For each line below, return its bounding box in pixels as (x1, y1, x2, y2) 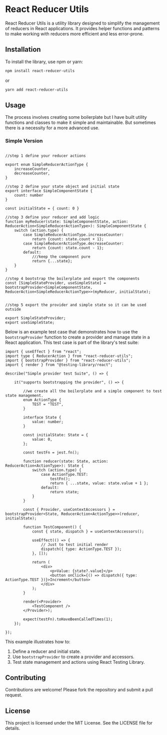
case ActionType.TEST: (40, 472, 88, 477)
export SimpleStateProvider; (5, 315, 66, 320)
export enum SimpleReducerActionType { (5, 162, 88, 167)
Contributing (5, 673, 46, 682)
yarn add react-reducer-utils (5, 87, 68, 92)
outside (5, 307, 21, 312)
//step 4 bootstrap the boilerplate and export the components (5, 276, 140, 281)
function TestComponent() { (23, 524, 81, 529)
